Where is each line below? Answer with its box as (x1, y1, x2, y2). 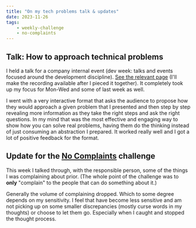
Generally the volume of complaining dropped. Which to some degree (6, 190, 174, 197)
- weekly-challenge (16, 24, 64, 31)
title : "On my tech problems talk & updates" (6, 8, 119, 15)
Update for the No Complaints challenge (6, 151, 156, 161)
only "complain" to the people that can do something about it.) (6, 179, 157, 186)
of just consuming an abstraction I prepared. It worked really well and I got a (6, 128, 190, 135)
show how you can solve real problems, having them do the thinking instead (6, 122, 190, 129)
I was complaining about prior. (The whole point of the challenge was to (6, 173, 179, 180)
